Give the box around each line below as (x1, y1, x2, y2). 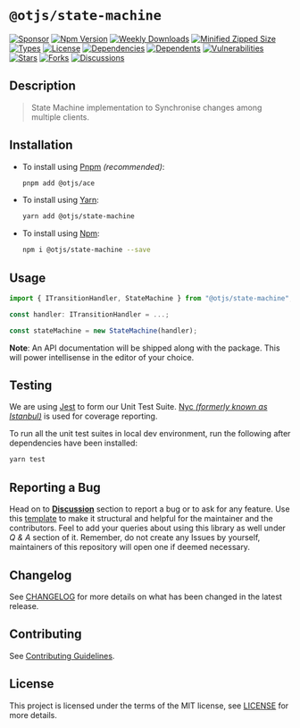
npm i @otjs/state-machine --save (21, 245, 151, 255)
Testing (9, 378, 53, 394)
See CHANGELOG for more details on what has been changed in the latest (9, 591, 283, 602)
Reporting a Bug (9, 479, 101, 495)
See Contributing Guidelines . (9, 650, 115, 661)
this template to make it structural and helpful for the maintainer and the (9, 513, 274, 524)
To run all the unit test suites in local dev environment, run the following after (9, 428, 291, 439)
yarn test (9, 455, 46, 464)
